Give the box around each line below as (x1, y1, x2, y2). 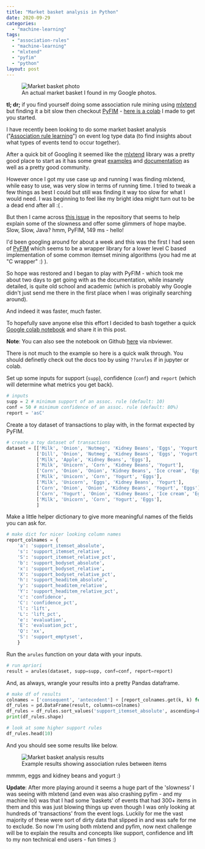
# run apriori (6, 662, 43, 668)
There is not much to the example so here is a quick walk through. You (6, 350, 184, 357)
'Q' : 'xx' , (17, 628, 45, 634)
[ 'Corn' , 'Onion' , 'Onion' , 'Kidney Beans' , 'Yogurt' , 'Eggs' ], (36, 485, 203, 491)
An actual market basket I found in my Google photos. (21, 89, 157, 97)
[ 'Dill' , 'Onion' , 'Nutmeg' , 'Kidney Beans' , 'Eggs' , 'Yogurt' (36, 451, 201, 457)
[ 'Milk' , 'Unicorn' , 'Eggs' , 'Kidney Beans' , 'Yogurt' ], (36, 479, 184, 485)
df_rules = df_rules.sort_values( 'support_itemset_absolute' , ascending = (6, 708, 198, 714)
